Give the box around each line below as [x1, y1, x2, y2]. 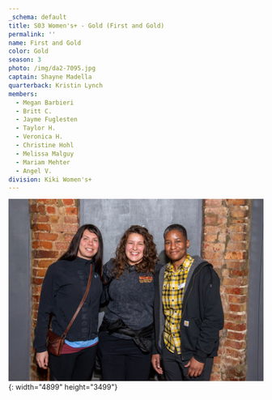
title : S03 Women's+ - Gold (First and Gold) [8, 21, 164, 30]
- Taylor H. [15, 124, 57, 133]
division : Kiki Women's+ [8, 175, 92, 184]
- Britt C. [15, 107, 53, 115]
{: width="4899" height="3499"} [8, 382, 118, 392]
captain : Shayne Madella [8, 73, 92, 81]
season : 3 [8, 56, 42, 64]
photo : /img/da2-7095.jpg [8, 65, 96, 73]
